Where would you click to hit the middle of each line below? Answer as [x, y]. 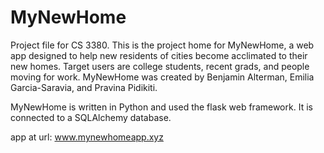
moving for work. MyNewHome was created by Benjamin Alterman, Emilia [162, 77]
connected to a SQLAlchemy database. [91, 117]
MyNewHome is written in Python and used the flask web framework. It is [161, 107]
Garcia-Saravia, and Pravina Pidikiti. [84, 87]
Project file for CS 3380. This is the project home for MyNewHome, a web [162, 45]
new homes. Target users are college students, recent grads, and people [160, 66]
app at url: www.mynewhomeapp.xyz [87, 137]
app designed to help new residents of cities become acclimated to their [159, 55]
